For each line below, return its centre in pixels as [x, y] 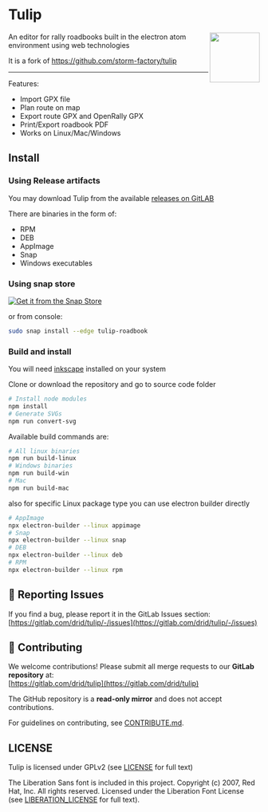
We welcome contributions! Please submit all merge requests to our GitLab [132, 667]
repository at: [31, 675]
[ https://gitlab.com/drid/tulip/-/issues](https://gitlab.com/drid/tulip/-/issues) [133, 622]
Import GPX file [45, 99]
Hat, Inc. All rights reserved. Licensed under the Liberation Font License [126, 791]
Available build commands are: [59, 436]
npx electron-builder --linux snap [67, 540]
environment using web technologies [69, 45]
